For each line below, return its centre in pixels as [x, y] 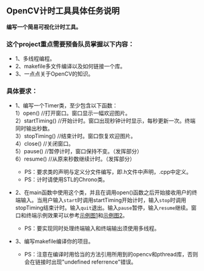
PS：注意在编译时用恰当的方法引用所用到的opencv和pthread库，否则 [111, 255]
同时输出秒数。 [34, 128]
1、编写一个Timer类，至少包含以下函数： [66, 106]
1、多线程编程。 [35, 59]
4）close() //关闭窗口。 [45, 144]
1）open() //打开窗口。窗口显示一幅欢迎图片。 [73, 113]
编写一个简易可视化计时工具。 [44, 27]
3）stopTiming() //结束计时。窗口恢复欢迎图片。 [75, 136]
